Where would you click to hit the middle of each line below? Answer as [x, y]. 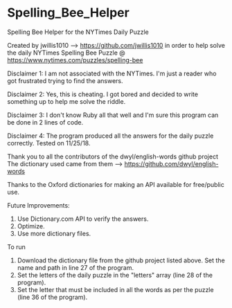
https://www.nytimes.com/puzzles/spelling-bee [75, 60]
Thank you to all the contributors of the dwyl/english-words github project [113, 156]
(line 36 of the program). [52, 297]
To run [17, 246]
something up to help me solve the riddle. [66, 101]
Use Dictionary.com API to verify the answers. [83, 219]
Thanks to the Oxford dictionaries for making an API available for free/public [116, 184]
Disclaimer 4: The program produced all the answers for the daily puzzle [110, 136]
